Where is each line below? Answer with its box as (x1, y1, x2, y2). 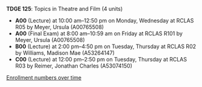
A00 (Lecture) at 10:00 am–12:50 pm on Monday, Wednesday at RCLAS (15, 17, 194, 24)
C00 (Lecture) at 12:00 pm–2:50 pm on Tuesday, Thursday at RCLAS (15, 56, 187, 63)
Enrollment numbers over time (6, 74, 82, 81)
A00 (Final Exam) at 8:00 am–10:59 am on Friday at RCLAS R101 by (15, 30, 183, 37)
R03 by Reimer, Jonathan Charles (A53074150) (15, 62, 132, 69)
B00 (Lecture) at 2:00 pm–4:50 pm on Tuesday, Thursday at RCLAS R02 (15, 43, 197, 50)
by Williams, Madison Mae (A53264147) (15, 49, 115, 57)
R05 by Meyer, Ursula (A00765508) (15, 24, 104, 30)
